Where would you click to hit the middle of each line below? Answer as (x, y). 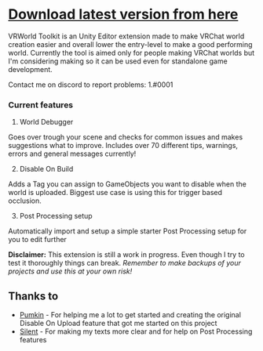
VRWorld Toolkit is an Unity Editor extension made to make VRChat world (126, 36)
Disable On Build (46, 169)
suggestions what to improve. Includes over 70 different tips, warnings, (123, 146)
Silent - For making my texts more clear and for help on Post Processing (136, 331)
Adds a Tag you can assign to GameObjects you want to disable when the (128, 184)
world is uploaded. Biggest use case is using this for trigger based (115, 193)
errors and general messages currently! (72, 154)
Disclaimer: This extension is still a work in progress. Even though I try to (126, 255)
